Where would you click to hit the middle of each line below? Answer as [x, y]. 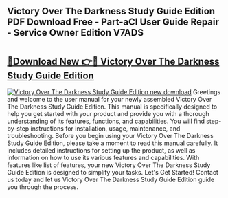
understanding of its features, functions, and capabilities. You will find [106, 121]
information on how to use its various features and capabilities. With [103, 158]
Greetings [207, 92]
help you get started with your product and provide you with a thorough [108, 114]
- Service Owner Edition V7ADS [76, 33]
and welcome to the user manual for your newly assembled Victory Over [110, 99]
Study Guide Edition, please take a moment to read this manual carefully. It [113, 143]
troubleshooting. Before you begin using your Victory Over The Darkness [111, 136]
